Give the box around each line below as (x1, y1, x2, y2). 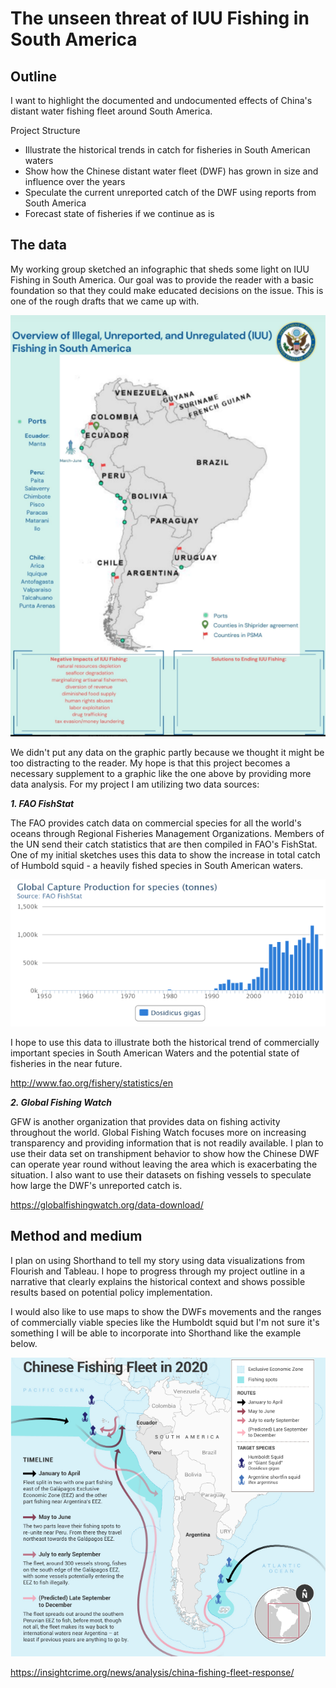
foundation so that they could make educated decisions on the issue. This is (10, 284, 324, 296)
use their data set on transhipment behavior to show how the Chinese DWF (10, 1147, 320, 1159)
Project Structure (10, 125, 81, 136)
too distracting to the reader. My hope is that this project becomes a (10, 757, 291, 769)
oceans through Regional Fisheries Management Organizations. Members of (10, 827, 325, 839)
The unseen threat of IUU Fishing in (10, 7, 310, 30)
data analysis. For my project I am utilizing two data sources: (10, 778, 260, 790)
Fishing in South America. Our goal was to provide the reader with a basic (10, 273, 314, 286)
